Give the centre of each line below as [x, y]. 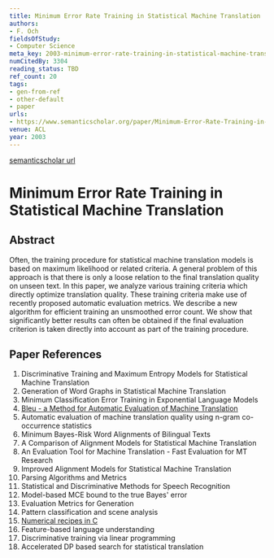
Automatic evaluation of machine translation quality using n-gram [130, 417]
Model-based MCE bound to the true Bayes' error [104, 495]
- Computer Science [42, 46]
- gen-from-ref [35, 92]
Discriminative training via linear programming [98, 538]
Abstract [32, 240]
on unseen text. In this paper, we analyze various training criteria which [128, 286]
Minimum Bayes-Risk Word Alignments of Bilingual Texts [115, 434]
